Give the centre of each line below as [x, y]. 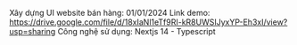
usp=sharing [33, 31]
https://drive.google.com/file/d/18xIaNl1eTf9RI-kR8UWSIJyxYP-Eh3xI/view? [148, 22]
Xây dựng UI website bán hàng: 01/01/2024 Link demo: [110, 13]
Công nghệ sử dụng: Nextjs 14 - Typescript [136, 31]
